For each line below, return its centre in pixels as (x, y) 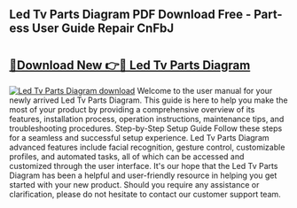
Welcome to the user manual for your (205, 91)
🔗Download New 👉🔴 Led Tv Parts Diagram (130, 65)
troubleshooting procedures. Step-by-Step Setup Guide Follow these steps (146, 128)
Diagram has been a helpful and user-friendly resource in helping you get (143, 175)
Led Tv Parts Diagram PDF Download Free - (130, 15)
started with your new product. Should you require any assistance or (134, 185)
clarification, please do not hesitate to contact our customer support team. (145, 194)
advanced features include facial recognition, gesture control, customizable (147, 147)
